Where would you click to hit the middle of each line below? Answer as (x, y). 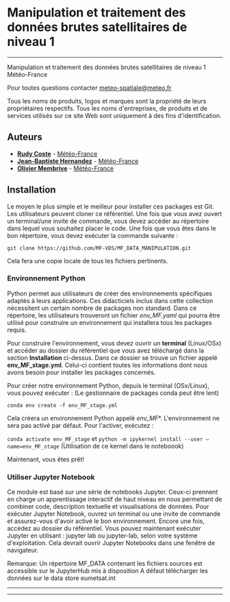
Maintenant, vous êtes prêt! (46, 459)
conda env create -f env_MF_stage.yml (62, 405)
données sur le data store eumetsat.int (62, 578)
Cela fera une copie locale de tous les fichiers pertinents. (88, 261)
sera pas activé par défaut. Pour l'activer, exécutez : (80, 425)
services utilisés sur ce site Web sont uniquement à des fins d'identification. (114, 115)
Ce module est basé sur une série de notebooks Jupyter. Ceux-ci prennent (113, 492)
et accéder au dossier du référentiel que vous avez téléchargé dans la (105, 350)
